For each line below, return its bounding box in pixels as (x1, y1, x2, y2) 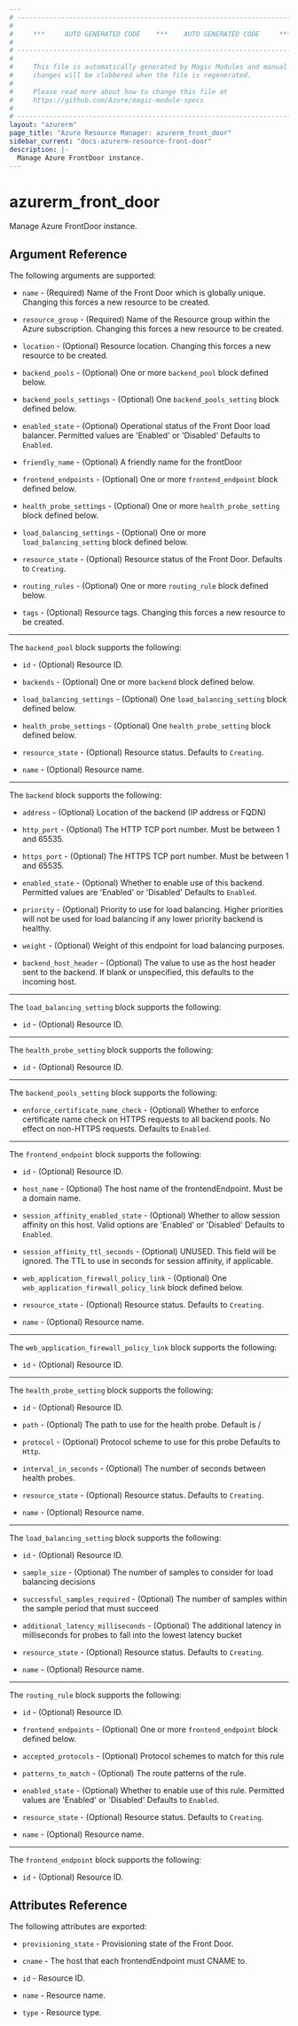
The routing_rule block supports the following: (9, 1689, 182, 1701)
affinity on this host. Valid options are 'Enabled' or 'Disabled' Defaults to (21, 1220, 286, 1230)
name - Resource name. (21, 1990, 106, 2001)
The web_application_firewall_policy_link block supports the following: (9, 1342, 278, 1353)
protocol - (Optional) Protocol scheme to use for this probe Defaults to (21, 1436, 281, 1448)
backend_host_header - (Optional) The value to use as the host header (21, 957, 277, 968)
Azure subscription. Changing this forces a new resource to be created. (21, 323, 284, 334)
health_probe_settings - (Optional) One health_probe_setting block (21, 720, 272, 731)
